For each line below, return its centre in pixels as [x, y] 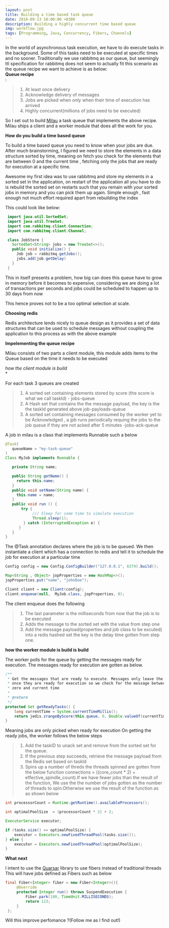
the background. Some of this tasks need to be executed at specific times [82, 53]
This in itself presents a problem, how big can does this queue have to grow [84, 278]
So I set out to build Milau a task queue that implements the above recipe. [81, 120]
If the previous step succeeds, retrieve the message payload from [93, 756]
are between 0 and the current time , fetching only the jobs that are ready [81, 161]
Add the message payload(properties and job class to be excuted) [94, 629]
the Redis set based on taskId [56, 762]
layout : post [19, 10]
